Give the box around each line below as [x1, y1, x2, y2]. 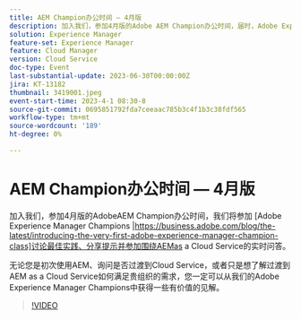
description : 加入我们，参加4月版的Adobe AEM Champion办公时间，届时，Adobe [9, 22, 278, 30]
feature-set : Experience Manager [9, 38, 134, 47]
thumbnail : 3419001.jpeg [9, 88, 102, 97]
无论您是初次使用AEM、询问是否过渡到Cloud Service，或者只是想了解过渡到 [9, 259, 291, 270]
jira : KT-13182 [9, 80, 66, 89]
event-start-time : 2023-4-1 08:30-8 [9, 96, 146, 106]
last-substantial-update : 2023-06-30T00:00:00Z [9, 72, 191, 81]
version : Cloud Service [9, 55, 99, 64]
